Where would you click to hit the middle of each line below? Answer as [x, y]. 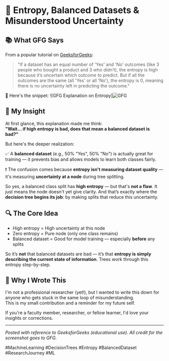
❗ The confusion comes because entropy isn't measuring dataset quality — [84, 169]
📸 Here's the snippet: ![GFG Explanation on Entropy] [59, 96]
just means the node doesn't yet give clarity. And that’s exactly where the [81, 192]
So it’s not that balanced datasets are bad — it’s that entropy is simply [78, 254]
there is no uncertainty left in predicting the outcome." [73, 86]
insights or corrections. [29, 318]
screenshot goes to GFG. [31, 338]
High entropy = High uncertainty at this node [59, 228]
